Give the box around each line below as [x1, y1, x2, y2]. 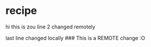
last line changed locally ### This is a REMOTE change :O [5, 34, 146, 41]
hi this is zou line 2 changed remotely [5, 23, 96, 30]
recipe [5, 4, 37, 17]
